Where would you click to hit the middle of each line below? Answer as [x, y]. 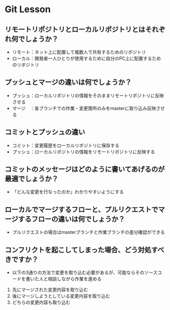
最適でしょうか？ [32, 179]
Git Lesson [28, 9]
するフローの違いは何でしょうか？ [72, 219]
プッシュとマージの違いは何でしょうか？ [68, 82]
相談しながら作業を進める [75, 279]
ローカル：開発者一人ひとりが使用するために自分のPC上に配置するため [87, 58]
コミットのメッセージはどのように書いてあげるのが [85, 169]
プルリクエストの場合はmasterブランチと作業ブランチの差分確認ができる [88, 232]
